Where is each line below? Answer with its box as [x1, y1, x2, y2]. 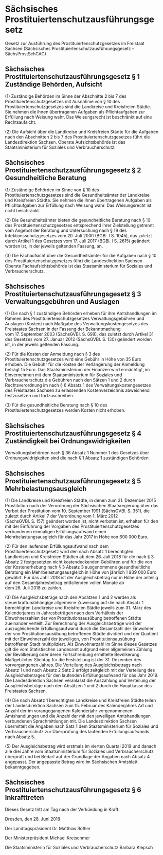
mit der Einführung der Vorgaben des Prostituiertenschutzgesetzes [5, 523, 140, 529]
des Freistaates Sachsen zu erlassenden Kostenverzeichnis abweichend [5, 387, 150, 393]
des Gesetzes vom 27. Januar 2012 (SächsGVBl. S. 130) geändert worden [5, 337, 152, 342]
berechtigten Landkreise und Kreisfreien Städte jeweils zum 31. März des [5, 605, 152, 610]
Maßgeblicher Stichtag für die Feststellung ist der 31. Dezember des [5, 657, 142, 662]
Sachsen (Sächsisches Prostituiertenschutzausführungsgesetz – [5, 45, 135, 51]
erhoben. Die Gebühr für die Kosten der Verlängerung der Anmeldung [5, 361, 145, 367]
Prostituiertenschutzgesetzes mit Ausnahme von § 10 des [5, 98, 120, 104]
